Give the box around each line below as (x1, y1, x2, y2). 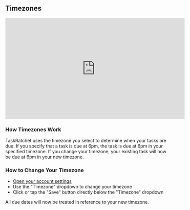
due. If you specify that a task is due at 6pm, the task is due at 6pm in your (5, 143, 163, 149)
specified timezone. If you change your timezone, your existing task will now (5, 149, 166, 155)
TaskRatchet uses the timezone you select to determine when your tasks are (5, 138, 166, 144)
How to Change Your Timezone (5, 166, 85, 174)
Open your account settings (12, 178, 72, 184)
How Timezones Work (5, 125, 61, 133)
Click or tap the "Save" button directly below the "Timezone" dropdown (12, 189, 164, 195)
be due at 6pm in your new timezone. (5, 154, 84, 160)
